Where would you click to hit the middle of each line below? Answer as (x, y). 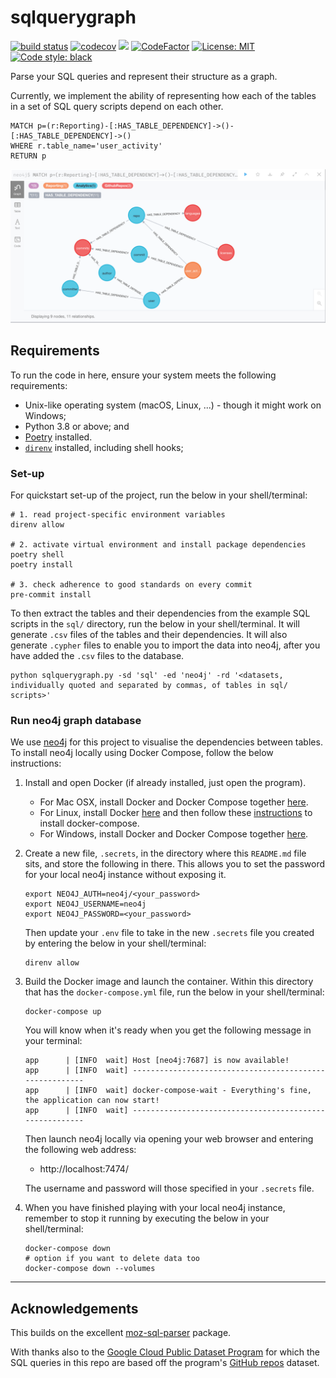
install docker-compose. (89, 823)
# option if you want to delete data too (112, 1259)
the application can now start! (92, 1101)
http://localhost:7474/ (84, 1169)
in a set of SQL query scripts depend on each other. (117, 106)
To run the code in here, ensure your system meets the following (143, 375)
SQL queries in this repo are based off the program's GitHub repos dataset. (165, 1363)
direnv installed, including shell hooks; (104, 447)
